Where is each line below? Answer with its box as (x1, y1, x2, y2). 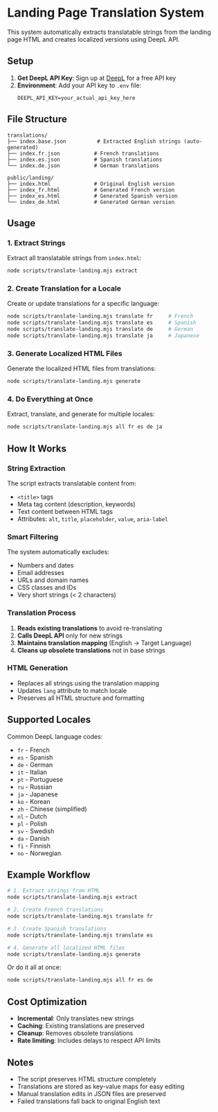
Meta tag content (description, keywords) (17, 499, 136, 508)
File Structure (7, 113, 67, 126)
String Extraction (7, 463, 66, 473)
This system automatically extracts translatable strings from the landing (7, 28, 211, 36)
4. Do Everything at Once (7, 394, 93, 404)
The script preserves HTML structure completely (17, 1075, 157, 1083)
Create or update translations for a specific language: (7, 300, 160, 308)
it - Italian (17, 768, 47, 776)
